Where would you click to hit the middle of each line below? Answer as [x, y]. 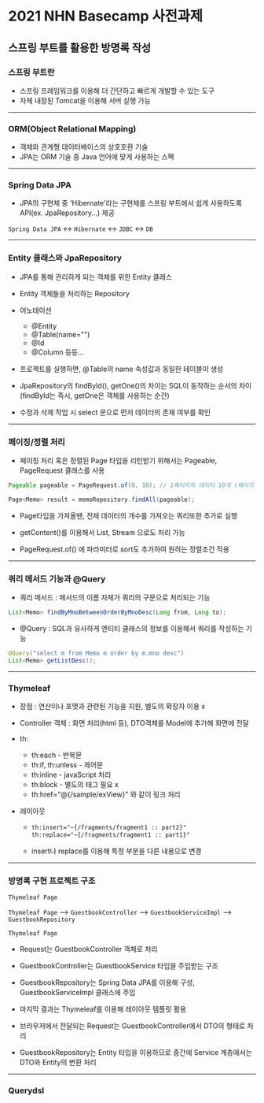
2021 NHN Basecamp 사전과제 [106, 16]
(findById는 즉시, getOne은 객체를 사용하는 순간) [95, 396]
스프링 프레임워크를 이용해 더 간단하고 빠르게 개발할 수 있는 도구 [117, 91]
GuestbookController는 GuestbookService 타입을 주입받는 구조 [119, 966]
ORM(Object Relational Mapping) [72, 128]
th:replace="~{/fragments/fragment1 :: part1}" [110, 835]
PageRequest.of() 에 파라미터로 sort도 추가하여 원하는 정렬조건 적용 [125, 549]
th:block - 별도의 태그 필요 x [75, 785]
